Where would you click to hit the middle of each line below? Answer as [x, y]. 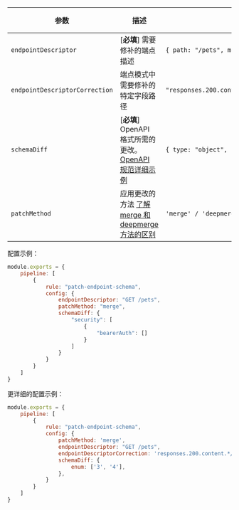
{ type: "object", [196, 150]
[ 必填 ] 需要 [138, 40]
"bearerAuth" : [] [122, 333]
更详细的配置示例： [36, 393]
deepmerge [139, 224]
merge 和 [135, 215]
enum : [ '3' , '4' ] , [98, 467]
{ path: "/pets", [195, 50]
